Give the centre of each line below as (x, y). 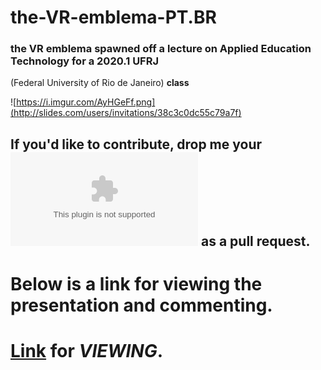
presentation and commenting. (141, 305)
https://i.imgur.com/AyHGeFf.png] (86, 102)
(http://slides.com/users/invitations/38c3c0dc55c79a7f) (126, 113)
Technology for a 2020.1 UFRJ (85, 61)
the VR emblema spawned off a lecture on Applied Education (161, 49)
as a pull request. (255, 241)
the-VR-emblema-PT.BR (113, 17)
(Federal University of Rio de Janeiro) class (100, 83)
